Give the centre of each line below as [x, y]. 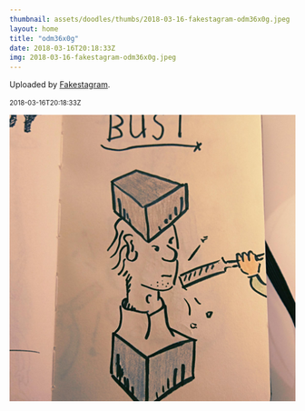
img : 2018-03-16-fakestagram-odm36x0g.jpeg [93, 58]
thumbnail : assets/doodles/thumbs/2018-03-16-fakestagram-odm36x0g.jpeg [150, 19]
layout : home [34, 29]
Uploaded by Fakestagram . [60, 85]
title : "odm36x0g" [44, 38]
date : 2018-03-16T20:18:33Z [63, 48]
